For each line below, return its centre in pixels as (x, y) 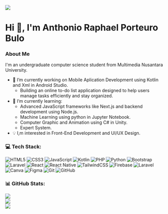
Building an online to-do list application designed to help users (85, 91)
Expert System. (36, 128)
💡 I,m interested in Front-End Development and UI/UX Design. (76, 133)
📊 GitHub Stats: (25, 183)
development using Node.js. (49, 112)
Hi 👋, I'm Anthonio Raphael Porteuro (82, 28)
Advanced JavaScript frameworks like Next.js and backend (81, 106)
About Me (18, 54)
